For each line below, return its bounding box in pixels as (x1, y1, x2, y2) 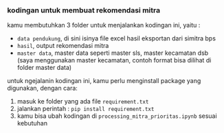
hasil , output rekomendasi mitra (16, 42, 109, 50)
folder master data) (16, 64, 72, 72)
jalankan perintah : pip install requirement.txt (16, 105, 155, 113)
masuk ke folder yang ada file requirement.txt (16, 97, 149, 106)
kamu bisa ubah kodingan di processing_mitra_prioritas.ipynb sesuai (16, 112, 218, 120)
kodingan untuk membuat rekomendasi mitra (7, 5, 160, 15)
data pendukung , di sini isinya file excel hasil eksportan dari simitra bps (16, 34, 216, 43)
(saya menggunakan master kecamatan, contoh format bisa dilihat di (16, 56, 212, 64)
